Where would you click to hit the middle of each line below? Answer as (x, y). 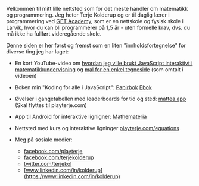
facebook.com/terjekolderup (59, 157)
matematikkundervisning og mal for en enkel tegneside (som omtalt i (99, 70)
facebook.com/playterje (53, 151)
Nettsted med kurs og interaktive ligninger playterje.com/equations (97, 128)
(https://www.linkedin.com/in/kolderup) (72, 176)
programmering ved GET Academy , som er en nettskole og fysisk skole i (95, 21)
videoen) (26, 76)
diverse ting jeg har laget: (38, 52)
